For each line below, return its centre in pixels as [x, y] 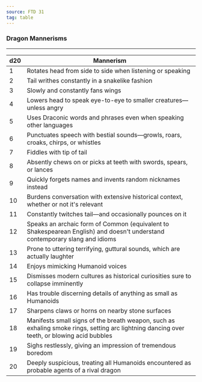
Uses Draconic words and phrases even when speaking [106, 117]
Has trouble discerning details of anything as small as [102, 293]
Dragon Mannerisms [37, 39]
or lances [40, 170]
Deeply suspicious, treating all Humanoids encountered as [109, 363]
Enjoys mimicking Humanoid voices [77, 266]
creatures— [172, 100]
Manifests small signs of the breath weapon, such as [101, 320]
